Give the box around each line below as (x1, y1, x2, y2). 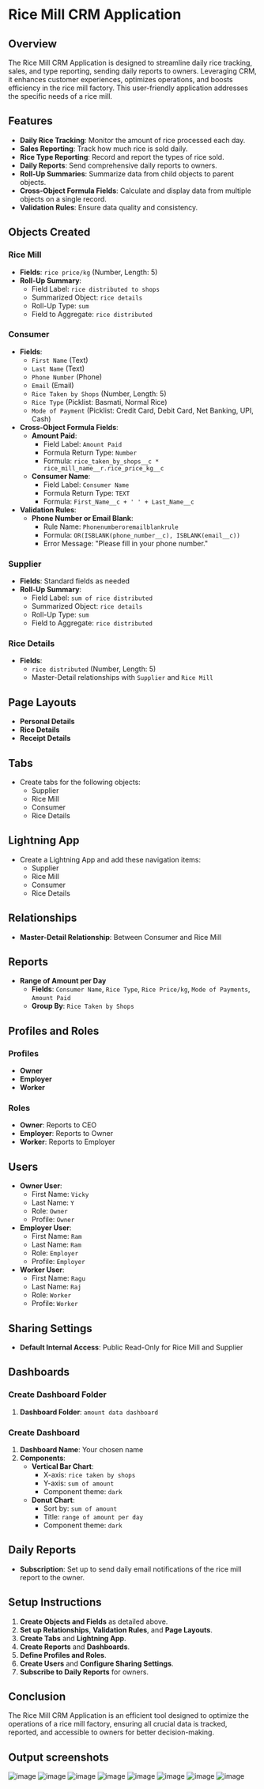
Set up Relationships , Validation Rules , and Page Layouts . (19, 1625, 213, 1634)
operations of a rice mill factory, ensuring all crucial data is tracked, (8, 1719, 228, 1729)
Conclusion (8, 1690, 66, 1704)
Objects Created (8, 225, 91, 239)
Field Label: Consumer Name (43, 480, 130, 489)
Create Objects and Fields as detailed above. (19, 1617, 168, 1626)
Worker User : (19, 1265, 65, 1274)
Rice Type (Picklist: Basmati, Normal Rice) (31, 397, 168, 406)
